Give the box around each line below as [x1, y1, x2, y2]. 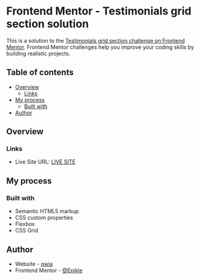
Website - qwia [15, 260, 53, 267]
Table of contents [6, 68, 74, 78]
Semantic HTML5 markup [15, 208, 79, 215]
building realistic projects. [6, 49, 71, 57]
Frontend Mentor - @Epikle [15, 267, 83, 274]
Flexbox [15, 220, 35, 227]
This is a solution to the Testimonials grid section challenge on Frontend [6, 37, 185, 44]
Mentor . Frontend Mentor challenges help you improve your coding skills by [6, 43, 195, 51]
